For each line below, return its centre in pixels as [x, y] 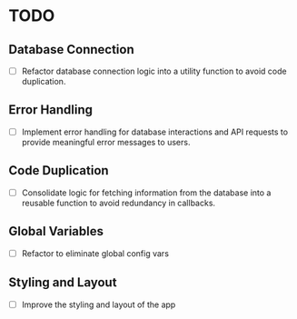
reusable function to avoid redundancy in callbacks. [118, 203]
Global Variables [56, 231]
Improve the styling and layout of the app [99, 304]
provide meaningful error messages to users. [106, 142]
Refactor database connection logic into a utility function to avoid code [154, 71]
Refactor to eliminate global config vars [95, 253]
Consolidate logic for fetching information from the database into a [146, 193]
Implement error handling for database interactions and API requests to [154, 132]
